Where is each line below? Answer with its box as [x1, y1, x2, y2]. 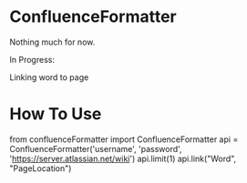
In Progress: [9, 54, 55, 65]
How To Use [9, 104, 102, 125]
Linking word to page [9, 71, 89, 83]
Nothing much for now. [9, 36, 96, 47]
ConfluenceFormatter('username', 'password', [9, 143, 182, 154]
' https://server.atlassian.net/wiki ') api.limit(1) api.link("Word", [9, 153, 237, 164]
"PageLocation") [9, 162, 72, 174]
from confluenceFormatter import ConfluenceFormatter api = [9, 134, 239, 145]
